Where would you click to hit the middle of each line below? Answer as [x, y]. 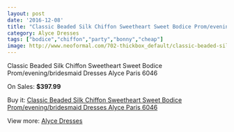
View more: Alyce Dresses [45, 121]
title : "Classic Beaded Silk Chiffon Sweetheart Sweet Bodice [99, 26]
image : [17, 46]
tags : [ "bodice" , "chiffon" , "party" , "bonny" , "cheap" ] [85, 40]
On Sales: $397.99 [34, 86]
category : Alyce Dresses [43, 33]
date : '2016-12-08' [36, 20]
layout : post [26, 14]
